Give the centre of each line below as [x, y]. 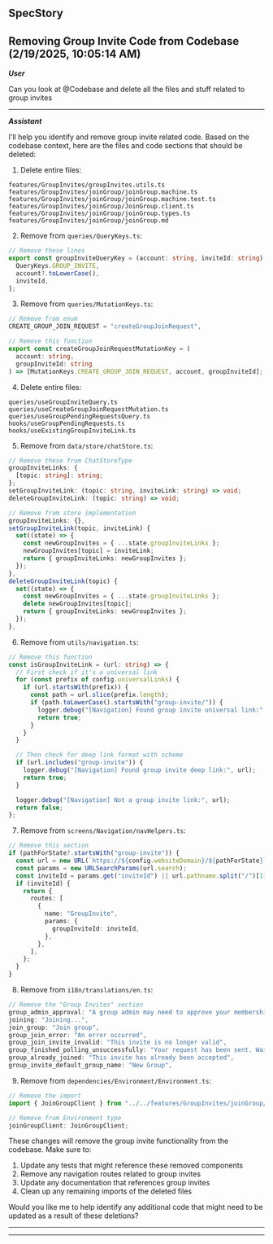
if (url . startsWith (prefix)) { [76, 687]
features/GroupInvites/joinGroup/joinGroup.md [89, 221]
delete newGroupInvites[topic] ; [78, 604]
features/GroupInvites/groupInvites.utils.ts [87, 185]
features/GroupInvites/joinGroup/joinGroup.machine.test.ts [113, 199]
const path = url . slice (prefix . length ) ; [99, 695]
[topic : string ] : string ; [60, 475]
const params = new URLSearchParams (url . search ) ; [101, 868]
